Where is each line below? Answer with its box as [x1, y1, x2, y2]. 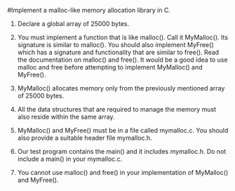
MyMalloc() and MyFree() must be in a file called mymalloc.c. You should [17, 126, 229, 134]
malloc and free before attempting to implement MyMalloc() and [17, 63, 203, 71]
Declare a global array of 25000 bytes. [17, 20, 130, 27]
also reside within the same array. [17, 112, 115, 121]
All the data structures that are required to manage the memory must [17, 105, 216, 113]
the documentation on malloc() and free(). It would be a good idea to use [17, 55, 228, 64]
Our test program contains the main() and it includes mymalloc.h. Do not [17, 147, 227, 155]
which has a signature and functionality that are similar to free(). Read [17, 48, 220, 56]
